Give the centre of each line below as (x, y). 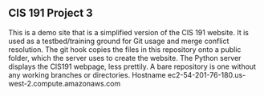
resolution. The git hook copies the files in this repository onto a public (125, 49)
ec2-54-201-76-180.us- (207, 74)
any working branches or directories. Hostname (87, 74)
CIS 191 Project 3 (51, 13)
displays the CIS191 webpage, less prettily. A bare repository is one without (132, 66)
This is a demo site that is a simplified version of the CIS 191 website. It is (128, 32)
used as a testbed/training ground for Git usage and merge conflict (119, 41)
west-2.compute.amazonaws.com (65, 83)
